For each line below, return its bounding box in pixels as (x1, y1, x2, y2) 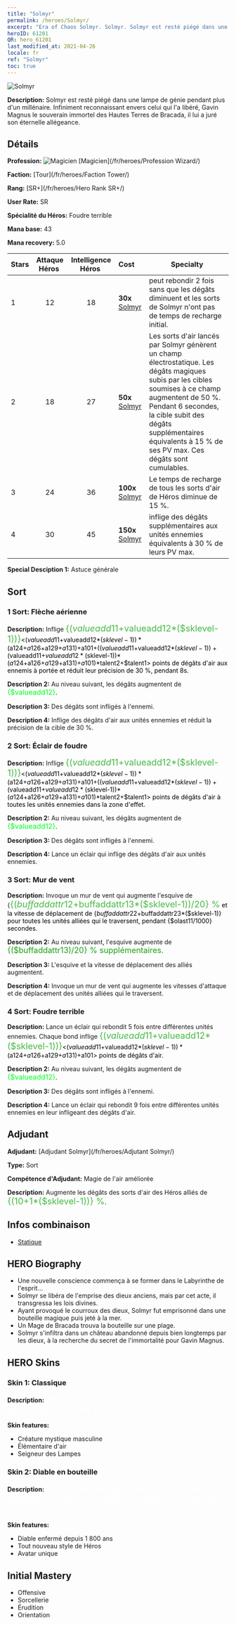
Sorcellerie (17, 1596, 49, 1605)
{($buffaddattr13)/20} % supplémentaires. (7, 945, 164, 955)
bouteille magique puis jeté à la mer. (17, 1314, 122, 1322)
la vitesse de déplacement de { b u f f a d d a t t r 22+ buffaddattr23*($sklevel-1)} (7, 909, 222, 917)
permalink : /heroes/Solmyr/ (7, 17, 90, 24)
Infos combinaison (7, 1219, 91, 1231)
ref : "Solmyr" (7, 56, 49, 63)
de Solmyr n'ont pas (148, 302, 216, 312)
